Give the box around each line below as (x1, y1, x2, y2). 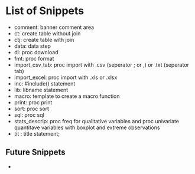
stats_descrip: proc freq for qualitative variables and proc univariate (14, 117, 180, 124)
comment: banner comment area (14, 24, 95, 31)
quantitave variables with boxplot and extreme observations (14, 124, 160, 131)
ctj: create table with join (14, 36, 74, 43)
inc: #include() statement (14, 80, 76, 87)
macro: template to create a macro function (14, 93, 120, 100)
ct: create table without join (14, 29, 81, 37)
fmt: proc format (14, 55, 54, 62)
